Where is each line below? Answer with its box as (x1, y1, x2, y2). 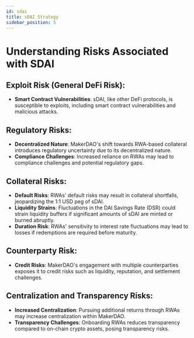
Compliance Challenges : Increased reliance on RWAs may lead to (14, 153, 174, 160)
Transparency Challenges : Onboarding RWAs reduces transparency (14, 319, 180, 326)
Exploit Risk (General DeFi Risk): (6, 80, 126, 90)
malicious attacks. (14, 108, 58, 115)
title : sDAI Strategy (6, 14, 59, 20)
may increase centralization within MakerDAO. (14, 312, 126, 319)
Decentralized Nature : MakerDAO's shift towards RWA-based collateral (14, 141, 187, 148)
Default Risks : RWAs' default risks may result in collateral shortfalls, (14, 192, 179, 199)
